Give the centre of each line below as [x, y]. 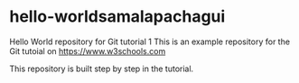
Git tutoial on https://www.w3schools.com [88, 51]
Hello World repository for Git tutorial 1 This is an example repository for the [150, 41]
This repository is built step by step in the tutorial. [102, 69]
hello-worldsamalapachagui [117, 17]
